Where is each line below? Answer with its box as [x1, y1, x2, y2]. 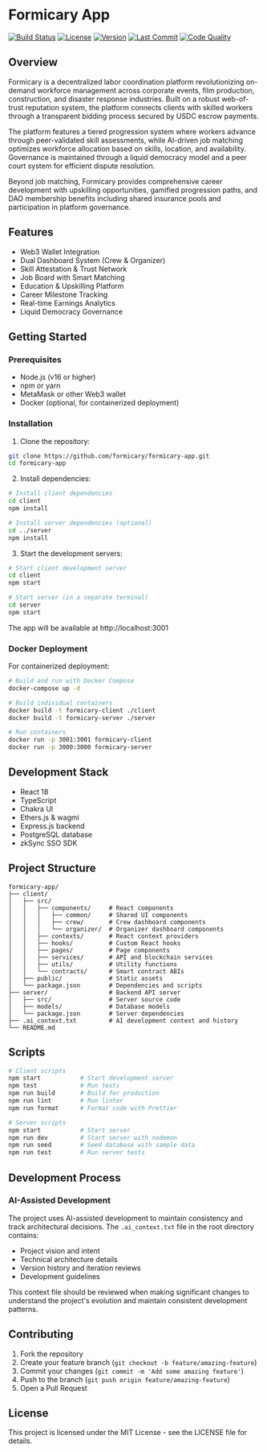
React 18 [19, 787, 49, 796]
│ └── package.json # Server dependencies [8, 1010, 184, 1018]
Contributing [8, 1327, 74, 1341]
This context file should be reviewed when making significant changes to [8, 1287, 250, 1297]
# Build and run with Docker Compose [8, 677, 135, 685]
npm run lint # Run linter [8, 1096, 124, 1105]
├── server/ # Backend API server [8, 988, 181, 997]
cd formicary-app [8, 459, 67, 467]
